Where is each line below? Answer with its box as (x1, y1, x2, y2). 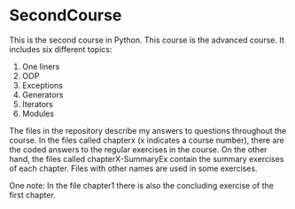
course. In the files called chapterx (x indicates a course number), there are (9, 135, 285, 145)
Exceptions (21, 80, 64, 90)
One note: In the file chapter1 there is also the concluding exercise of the (9, 180, 275, 190)
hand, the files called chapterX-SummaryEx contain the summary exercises (9, 153, 284, 164)
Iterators (21, 98, 53, 109)
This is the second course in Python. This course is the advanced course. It (9, 35, 285, 45)
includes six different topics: (9, 43, 113, 54)
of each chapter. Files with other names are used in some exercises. (9, 163, 259, 174)
